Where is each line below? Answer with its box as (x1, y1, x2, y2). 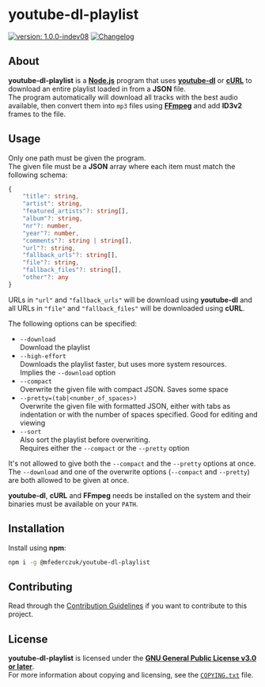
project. (8, 610, 34, 619)
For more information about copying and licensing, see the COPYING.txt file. (8, 670, 254, 680)
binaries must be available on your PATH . (8, 499, 138, 508)
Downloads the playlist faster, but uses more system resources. (19, 359, 227, 368)
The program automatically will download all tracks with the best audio (8, 92, 239, 102)
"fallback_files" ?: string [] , (22, 266, 123, 274)
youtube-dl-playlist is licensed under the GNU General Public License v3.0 (8, 654, 257, 663)
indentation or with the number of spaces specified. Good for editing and (19, 410, 258, 419)
